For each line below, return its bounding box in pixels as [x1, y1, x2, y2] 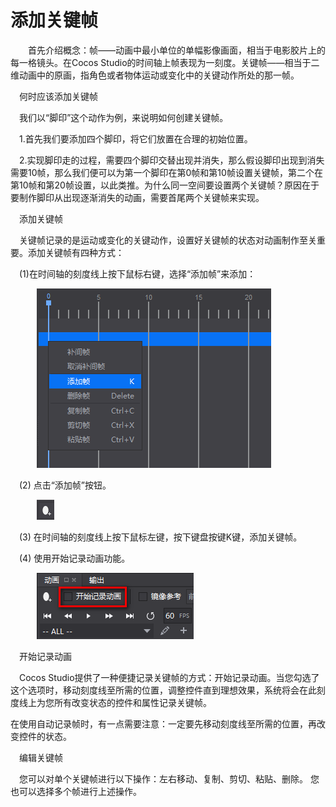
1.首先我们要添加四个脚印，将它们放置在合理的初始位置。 [19, 132, 253, 145]
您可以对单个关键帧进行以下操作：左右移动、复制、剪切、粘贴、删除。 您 [19, 772, 320, 785]
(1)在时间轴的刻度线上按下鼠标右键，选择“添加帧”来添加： [19, 267, 257, 280]
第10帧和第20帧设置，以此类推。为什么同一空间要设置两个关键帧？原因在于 [10, 179, 320, 191]
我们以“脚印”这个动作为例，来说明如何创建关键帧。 [19, 111, 229, 123]
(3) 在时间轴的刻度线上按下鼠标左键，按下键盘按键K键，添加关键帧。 [19, 531, 303, 543]
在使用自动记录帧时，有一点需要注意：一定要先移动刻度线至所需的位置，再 [10, 717, 317, 730]
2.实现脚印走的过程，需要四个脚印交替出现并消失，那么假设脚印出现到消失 [19, 154, 325, 166]
